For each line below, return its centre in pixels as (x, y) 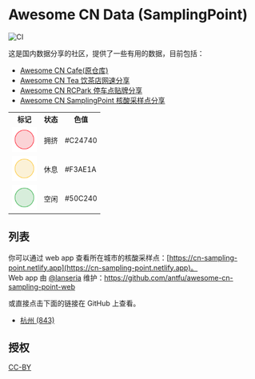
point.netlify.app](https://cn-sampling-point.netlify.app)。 (103, 267)
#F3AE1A (81, 169)
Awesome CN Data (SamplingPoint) (128, 15)
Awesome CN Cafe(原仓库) (64, 70)
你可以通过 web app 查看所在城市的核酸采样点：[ (89, 257)
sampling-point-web (42, 286)
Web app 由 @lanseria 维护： (56, 277)
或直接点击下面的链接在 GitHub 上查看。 (74, 303)
